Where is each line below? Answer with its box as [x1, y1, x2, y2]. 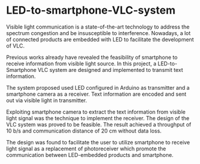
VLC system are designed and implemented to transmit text [37, 66, 183, 73]
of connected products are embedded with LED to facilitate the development [6, 36, 194, 43]
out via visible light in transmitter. [6, 96, 87, 104]
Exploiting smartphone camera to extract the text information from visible [6, 108, 186, 115]
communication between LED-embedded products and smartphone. [6, 151, 174, 158]
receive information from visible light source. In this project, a [6, 60, 157, 67]
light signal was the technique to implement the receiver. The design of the [6, 114, 189, 122]
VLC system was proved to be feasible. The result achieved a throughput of [6, 121, 192, 128]
